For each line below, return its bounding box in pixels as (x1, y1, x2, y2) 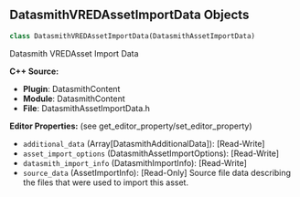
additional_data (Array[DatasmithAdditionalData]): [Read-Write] (22, 138, 265, 149)
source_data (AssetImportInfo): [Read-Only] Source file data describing (22, 167, 291, 178)
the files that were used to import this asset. (22, 177, 189, 188)
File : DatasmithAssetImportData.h (22, 102, 151, 113)
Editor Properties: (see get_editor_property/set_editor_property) (9, 120, 253, 131)
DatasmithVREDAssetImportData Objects (9, 7, 250, 23)
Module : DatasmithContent (22, 93, 125, 104)
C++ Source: (9, 66, 59, 77)
